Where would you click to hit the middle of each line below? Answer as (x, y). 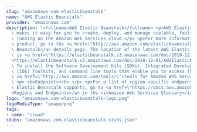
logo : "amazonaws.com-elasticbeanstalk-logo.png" (68, 98)
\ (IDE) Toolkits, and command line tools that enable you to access (98, 71)
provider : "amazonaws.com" (39, 22)
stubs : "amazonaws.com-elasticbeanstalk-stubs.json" (72, 120)
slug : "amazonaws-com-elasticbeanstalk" (56, 11)
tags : (13, 109)
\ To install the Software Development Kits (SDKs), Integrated (91, 66)
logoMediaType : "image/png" (40, 104)
